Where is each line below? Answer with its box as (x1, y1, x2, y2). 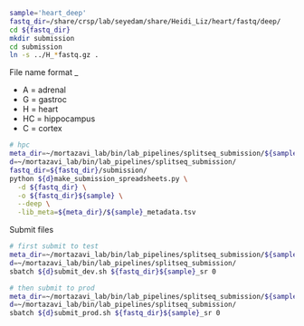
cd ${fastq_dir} (9, 25, 71, 34)
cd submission (9, 42, 63, 52)
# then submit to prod (9, 283, 95, 292)
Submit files (9, 225, 54, 235)
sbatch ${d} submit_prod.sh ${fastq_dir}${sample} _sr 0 (9, 309, 221, 318)
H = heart (22, 104, 59, 115)
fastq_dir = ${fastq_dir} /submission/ (9, 166, 147, 175)
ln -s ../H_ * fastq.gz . (9, 51, 100, 60)
